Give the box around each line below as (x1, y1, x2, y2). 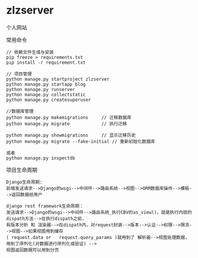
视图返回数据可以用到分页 (6, 247, 59, 253)
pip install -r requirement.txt (6, 60, 86, 66)
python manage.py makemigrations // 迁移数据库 (6, 115, 132, 120)
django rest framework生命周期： (6, 203, 84, 209)
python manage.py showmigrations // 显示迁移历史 (6, 132, 136, 138)
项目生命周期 (6, 166, 37, 173)
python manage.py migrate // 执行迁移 (6, 120, 127, 127)
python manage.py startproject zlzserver (6, 76, 110, 82)
